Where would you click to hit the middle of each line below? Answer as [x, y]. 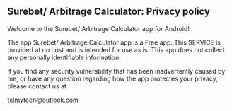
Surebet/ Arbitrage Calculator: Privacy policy [109, 12]
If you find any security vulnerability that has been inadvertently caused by [116, 71]
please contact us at [37, 86]
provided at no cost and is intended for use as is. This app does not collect [116, 49]
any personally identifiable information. [64, 57]
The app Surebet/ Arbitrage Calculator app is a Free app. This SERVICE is [114, 42]
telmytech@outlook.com [43, 100]
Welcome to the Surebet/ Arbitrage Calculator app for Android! [98, 28]
